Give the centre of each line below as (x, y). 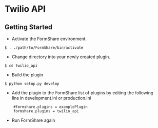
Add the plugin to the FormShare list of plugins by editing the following (82, 93)
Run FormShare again (33, 120)
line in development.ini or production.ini (51, 98)
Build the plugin (27, 75)
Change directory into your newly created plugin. (61, 57)
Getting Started (29, 27)
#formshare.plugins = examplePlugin (51, 107)
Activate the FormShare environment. (49, 39)
